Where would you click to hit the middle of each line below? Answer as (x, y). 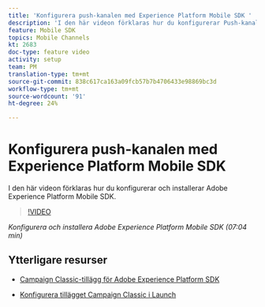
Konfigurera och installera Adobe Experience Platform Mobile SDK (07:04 (127, 227)
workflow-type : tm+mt (44, 89)
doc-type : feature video (49, 52)
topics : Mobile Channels (49, 37)
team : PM (22, 67)
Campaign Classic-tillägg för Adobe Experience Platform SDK (119, 279)
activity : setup (35, 60)
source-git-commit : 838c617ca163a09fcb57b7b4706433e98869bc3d (112, 81)
